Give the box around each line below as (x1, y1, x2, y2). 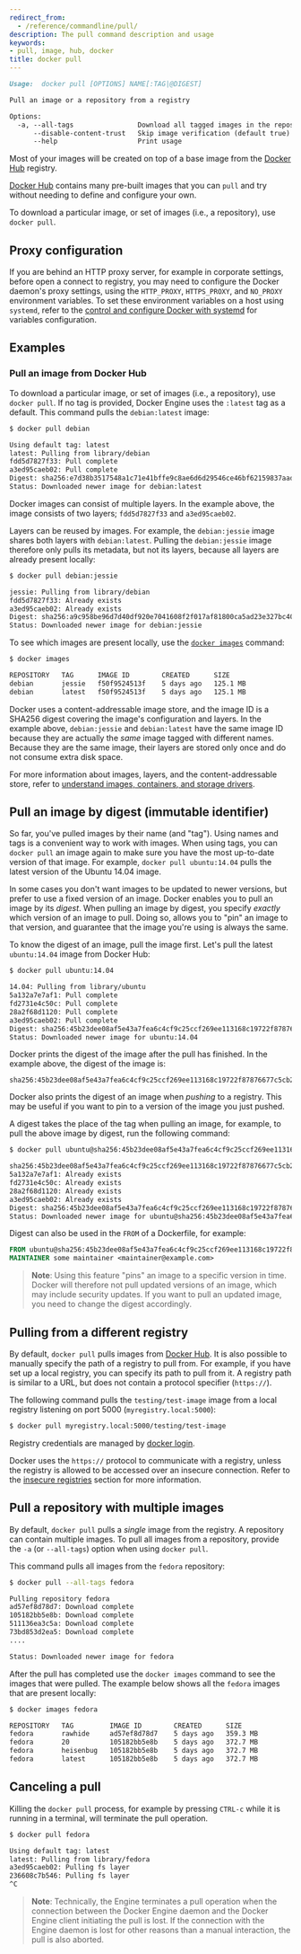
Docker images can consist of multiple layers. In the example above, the (9, 498, 275, 508)
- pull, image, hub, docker (9, 47, 115, 56)
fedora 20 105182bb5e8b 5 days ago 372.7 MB (9, 1737, 258, 1747)
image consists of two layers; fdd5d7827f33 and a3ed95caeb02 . (9, 508, 236, 518)
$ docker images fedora (9, 1704, 99, 1714)
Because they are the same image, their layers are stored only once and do (9, 742, 287, 753)
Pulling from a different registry (9, 1324, 189, 1340)
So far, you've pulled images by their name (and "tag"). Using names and (9, 828, 279, 839)
